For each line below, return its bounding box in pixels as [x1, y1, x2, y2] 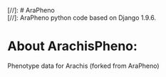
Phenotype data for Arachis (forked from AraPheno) [7, 61, 160, 70]
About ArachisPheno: [7, 38, 138, 54]
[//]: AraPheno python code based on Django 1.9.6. [7, 13, 157, 22]
